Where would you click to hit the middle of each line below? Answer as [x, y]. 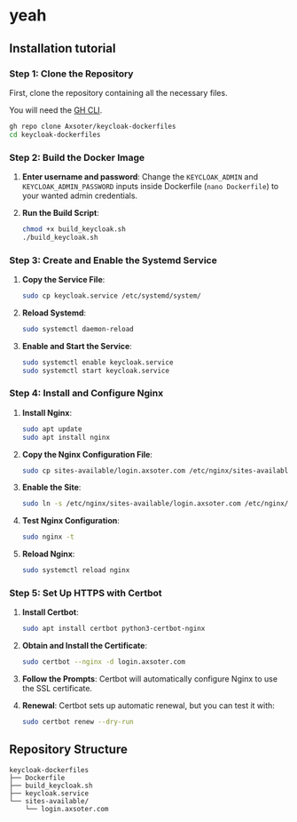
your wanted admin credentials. [80, 196]
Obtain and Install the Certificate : [85, 646]
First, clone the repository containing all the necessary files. [118, 92]
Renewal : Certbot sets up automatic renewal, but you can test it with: [148, 706]
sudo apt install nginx [66, 437]
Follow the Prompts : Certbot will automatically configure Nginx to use [149, 679]
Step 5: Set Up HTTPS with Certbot [86, 593]
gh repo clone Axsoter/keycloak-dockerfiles [93, 126]
